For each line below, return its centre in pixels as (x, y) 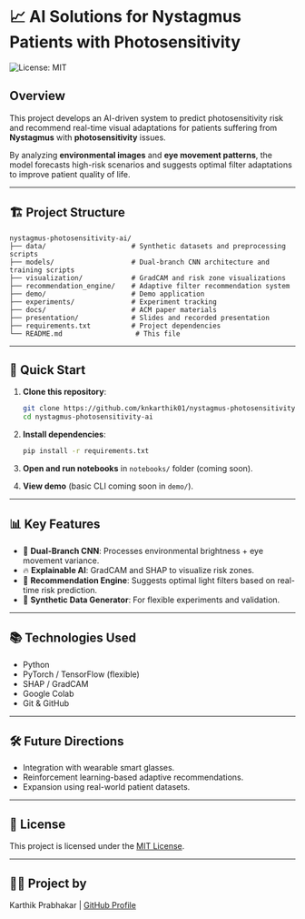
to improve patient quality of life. (70, 174)
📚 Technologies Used (73, 638)
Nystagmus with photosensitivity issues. (88, 137)
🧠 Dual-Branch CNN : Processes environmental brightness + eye (143, 550)
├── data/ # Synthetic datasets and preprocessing (148, 246)
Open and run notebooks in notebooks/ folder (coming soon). (138, 468)
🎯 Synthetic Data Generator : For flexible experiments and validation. (151, 600)
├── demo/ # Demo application (107, 294)
